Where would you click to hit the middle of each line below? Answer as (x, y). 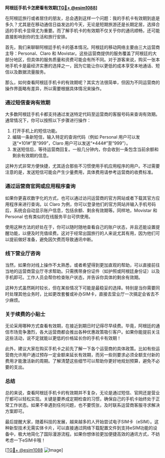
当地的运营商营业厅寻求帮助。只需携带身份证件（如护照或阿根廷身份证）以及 (82, 271)
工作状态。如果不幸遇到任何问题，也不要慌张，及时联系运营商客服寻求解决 (84, 405)
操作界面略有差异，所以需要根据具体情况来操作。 (55, 89)
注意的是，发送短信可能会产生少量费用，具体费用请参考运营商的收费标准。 (80, 172)
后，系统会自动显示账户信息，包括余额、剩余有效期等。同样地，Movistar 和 (81, 210)
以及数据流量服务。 (28, 72)
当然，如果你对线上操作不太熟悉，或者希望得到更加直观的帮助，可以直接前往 (82, 265)
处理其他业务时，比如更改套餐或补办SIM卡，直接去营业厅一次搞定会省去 (82, 294)
